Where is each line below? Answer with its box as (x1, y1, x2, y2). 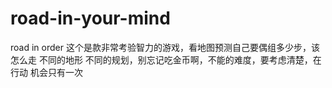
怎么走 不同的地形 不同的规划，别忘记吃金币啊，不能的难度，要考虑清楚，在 (10, 53, 322, 66)
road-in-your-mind (10, 7, 171, 30)
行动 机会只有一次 (10, 66, 83, 78)
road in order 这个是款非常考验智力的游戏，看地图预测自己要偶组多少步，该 (10, 41, 320, 53)
